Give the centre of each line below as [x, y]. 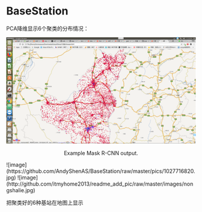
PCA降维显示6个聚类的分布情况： [47, 28]
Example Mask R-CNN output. [101, 153]
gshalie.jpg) [21, 190]
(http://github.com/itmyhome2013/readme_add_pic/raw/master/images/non [100, 184]
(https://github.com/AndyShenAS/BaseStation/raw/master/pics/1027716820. [101, 171]
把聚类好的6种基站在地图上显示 [45, 203]
